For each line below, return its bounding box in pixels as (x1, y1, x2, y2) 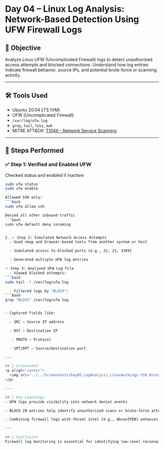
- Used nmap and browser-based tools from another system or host (9, 239, 147, 245)
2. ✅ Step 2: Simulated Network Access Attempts (5, 235, 107, 240)
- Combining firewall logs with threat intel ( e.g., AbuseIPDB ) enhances (5, 417, 159, 422)
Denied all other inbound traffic (5, 213, 76, 218)
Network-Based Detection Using (5, 14, 139, 25)
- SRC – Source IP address (9, 320, 64, 324)
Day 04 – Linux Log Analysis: (5, 3, 124, 15)
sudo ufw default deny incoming (5, 222, 71, 227)
